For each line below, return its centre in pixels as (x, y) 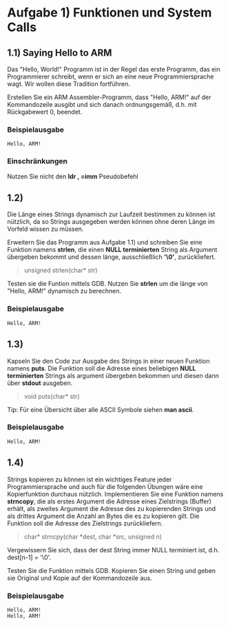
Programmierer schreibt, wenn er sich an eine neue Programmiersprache (111, 76)
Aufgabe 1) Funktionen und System (109, 13)
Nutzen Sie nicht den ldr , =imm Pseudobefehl (73, 176)
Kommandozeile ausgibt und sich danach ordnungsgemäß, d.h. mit (102, 104)
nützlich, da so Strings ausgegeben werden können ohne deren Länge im (111, 222)
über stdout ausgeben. (40, 383)
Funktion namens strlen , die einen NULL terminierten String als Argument (112, 250)
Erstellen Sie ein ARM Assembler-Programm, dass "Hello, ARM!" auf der (109, 97)
